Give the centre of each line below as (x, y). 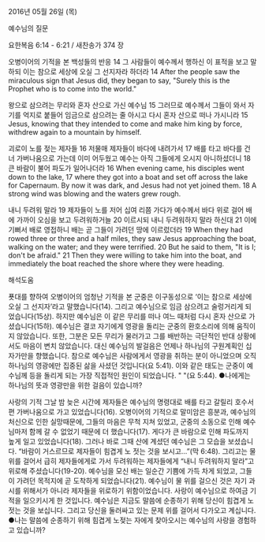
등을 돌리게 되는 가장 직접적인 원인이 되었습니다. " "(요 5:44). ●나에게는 (140, 375)
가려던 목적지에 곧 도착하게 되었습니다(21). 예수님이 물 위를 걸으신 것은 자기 (131, 481)
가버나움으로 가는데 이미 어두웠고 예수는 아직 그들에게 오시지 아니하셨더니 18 (133, 158)
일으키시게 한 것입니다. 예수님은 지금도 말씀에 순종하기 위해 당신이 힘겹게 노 (138, 500)
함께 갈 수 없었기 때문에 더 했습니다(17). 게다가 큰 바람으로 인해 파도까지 (139, 431)
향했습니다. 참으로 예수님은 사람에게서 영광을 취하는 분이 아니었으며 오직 (146, 356)
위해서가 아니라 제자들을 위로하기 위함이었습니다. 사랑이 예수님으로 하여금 (135, 490)
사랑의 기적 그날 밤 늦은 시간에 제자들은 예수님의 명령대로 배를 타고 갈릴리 (121, 402)
